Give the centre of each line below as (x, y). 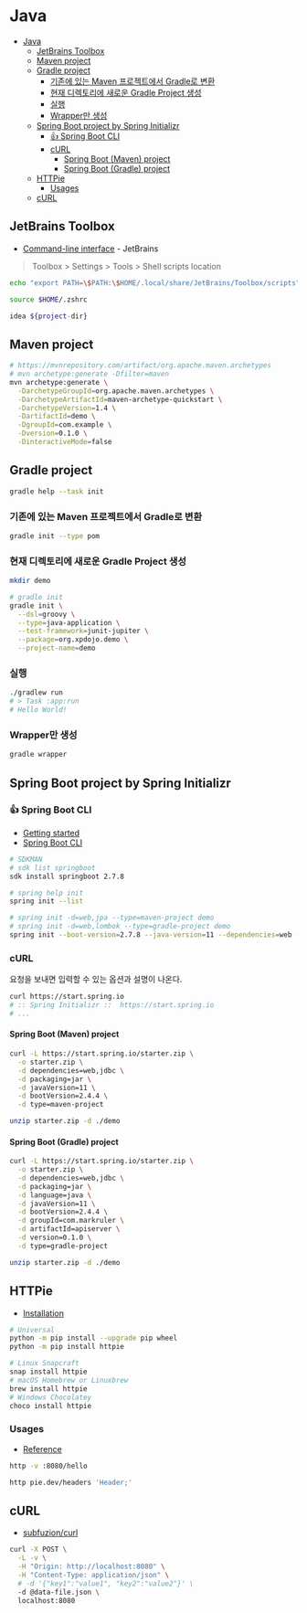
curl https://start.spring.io (67, 997)
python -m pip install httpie (67, 1347)
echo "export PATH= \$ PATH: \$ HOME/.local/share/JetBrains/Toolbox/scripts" (155, 283)
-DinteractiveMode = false (65, 442)
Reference (42, 1449)
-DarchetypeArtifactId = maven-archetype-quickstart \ (120, 399)
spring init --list (47, 901)
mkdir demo (30, 581)
